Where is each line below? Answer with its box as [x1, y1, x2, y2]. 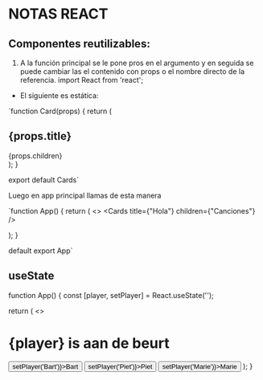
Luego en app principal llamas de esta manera [8, 190, 162, 200]
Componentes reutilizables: [8, 37, 150, 51]
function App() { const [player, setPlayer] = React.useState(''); [8, 290, 215, 300]
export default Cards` [8, 174, 80, 185]
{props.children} [8, 150, 63, 161]
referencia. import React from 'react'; [19, 76, 143, 84]
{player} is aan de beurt [8, 334, 171, 352]
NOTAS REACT [8, 5, 109, 23]
